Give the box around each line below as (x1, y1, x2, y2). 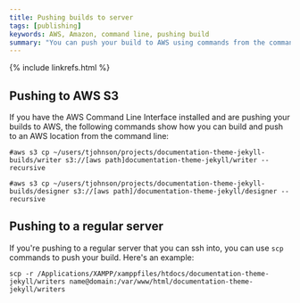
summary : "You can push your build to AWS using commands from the (9, 37, 266, 47)
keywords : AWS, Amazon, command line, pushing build (9, 29, 210, 38)
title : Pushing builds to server (9, 12, 134, 22)
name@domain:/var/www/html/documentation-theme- (69, 277, 254, 286)
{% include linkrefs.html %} (9, 62, 111, 73)
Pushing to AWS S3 (9, 88, 119, 103)
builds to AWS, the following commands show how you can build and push (9, 121, 284, 132)
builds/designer (9, 187, 70, 196)
